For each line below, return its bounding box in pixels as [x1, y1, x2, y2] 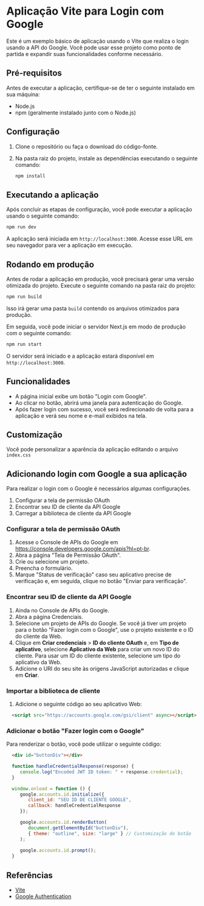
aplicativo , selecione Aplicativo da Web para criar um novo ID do [15, 645, 180, 653]
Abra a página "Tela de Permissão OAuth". [15, 551, 121, 559]
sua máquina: [6, 90, 40, 98]
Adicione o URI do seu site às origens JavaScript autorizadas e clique [15, 665, 189, 672]
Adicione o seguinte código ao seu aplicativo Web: [15, 701, 142, 708]
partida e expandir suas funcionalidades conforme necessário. [6, 50, 163, 57]
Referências [6, 870, 53, 880]
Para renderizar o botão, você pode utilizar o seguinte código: [6, 740, 161, 748]
